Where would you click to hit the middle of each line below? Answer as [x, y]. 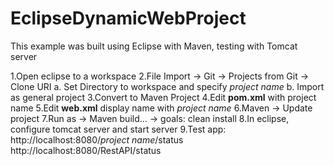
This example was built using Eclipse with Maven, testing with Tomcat [154, 46]
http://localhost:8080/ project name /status [97, 139]
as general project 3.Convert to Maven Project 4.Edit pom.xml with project [163, 97]
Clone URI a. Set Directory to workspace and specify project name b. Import [167, 86]
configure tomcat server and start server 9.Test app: [118, 129]
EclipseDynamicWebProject [128, 18]
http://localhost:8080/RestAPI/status [86, 150]
